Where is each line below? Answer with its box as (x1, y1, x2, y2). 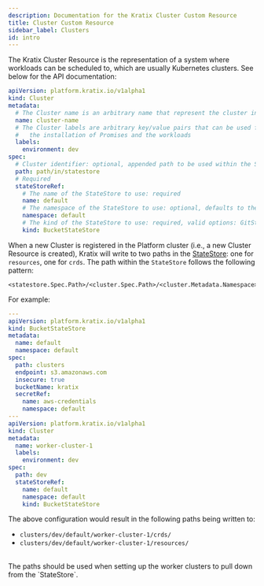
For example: (8, 295, 51, 304)
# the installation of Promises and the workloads (15, 131, 192, 139)
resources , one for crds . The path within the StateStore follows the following (8, 257, 255, 266)
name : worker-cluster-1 (15, 442, 93, 450)
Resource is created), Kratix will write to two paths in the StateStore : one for (8, 249, 254, 258)
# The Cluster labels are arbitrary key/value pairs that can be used (15, 124, 251, 132)
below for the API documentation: (8, 72, 117, 81)
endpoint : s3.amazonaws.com (15, 368, 108, 376)
